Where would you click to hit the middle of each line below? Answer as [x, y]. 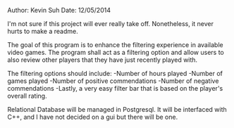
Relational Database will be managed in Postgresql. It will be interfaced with [117, 109]
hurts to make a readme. [43, 31]
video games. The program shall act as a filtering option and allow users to [116, 52]
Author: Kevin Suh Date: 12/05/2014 [59, 10]
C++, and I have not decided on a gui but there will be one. [93, 117]
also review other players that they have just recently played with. [103, 60]
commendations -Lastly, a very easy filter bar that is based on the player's [115, 88]
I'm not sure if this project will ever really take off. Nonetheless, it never [110, 24]
